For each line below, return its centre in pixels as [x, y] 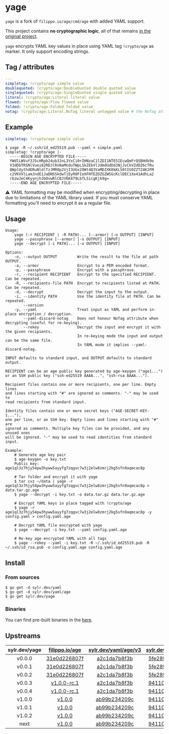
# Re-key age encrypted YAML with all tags [61, 539]
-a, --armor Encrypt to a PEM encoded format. [82, 266]
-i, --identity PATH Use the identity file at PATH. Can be [88, 297]
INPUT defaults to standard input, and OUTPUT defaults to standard [78, 358]
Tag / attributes [30, 67]
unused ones [18, 433]
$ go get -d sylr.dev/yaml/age [38, 592]
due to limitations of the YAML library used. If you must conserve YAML [79, 198]
